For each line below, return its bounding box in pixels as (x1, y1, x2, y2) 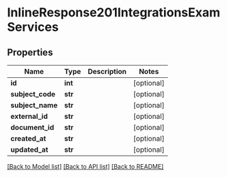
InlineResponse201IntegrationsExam (7, 5, 221, 21)
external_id (10, 111, 48, 121)
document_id (10, 123, 55, 132)
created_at (10, 134, 46, 143)
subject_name (10, 100, 58, 110)
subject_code (10, 90, 56, 98)
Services (7, 19, 59, 35)
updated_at (10, 145, 49, 154)
